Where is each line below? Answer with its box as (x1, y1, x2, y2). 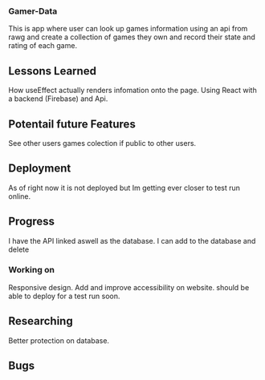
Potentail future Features (8, 117, 137, 131)
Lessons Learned (8, 64, 96, 78)
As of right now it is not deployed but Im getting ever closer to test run (8, 183, 241, 192)
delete (8, 245, 30, 254)
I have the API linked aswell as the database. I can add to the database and (8, 236, 256, 245)
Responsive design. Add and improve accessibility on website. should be (8, 282, 250, 292)
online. (8, 191, 31, 201)
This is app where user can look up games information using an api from (8, 24, 248, 34)
